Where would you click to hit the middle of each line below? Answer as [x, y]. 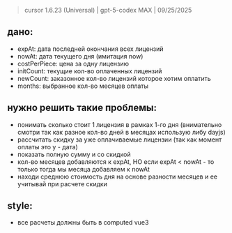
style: [20, 206]
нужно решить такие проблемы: [82, 108]
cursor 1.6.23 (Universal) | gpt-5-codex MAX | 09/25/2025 [108, 10]
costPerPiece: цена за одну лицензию [73, 63]
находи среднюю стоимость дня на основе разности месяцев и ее [117, 176]
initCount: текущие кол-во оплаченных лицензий [90, 71]
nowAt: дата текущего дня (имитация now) [80, 56]
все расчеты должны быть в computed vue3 [83, 223]
